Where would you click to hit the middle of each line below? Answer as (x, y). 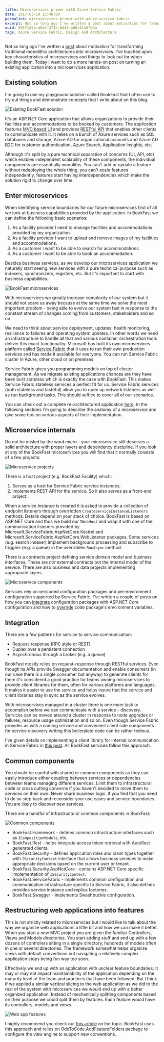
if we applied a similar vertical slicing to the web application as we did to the (82, 984)
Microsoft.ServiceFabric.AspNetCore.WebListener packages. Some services (82, 537)
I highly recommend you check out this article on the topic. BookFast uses (80, 1023)
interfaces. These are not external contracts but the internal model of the (78, 562)
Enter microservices (37, 196)
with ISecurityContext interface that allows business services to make (83, 859)
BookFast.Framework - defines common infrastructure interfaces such (83, 833)
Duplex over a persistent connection (49, 649)
